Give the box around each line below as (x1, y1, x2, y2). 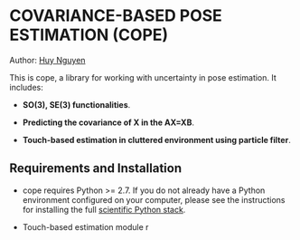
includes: (9, 82, 43, 92)
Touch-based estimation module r (22, 221, 149, 232)
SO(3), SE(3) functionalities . (22, 99, 131, 110)
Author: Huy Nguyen (9, 54, 86, 65)
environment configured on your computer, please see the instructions (22, 194, 286, 205)
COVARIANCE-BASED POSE (9, 5, 223, 26)
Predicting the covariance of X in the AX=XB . (22, 117, 194, 128)
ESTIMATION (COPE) (9, 24, 169, 45)
